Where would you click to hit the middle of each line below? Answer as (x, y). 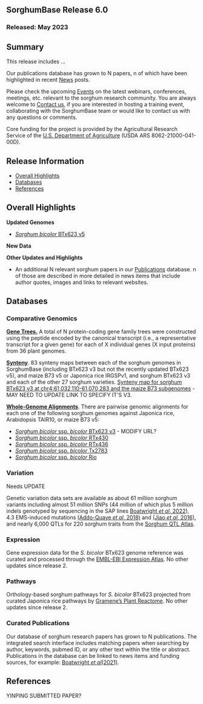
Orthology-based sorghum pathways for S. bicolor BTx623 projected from (98, 595)
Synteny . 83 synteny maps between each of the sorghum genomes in (94, 363)
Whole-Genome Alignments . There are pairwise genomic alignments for (98, 407)
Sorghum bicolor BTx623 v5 (50, 234)
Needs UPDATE (26, 486)
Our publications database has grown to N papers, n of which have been (97, 73)
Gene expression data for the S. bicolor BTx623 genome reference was (95, 553)
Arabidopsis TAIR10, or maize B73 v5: (53, 420)
